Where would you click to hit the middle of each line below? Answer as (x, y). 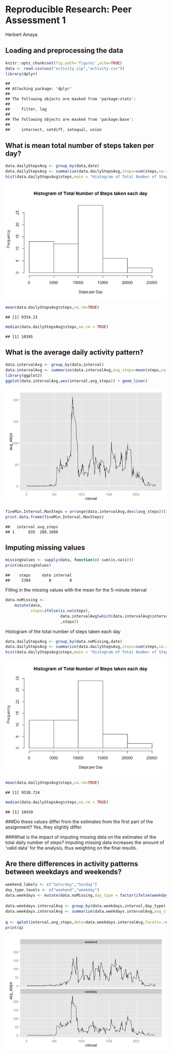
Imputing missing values (45, 548)
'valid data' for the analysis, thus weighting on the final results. (71, 848)
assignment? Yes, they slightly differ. (44, 827)
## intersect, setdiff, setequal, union (53, 130)
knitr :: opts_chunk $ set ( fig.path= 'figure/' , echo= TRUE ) (64, 63)
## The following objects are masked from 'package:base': (70, 120)
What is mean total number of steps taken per (80, 145)
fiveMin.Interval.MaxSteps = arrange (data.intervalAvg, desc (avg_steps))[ (86, 511)
